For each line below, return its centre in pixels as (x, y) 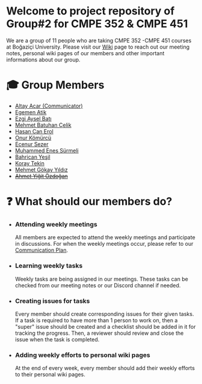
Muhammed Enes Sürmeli (47, 150)
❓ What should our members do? (89, 202)
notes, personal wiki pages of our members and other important (85, 53)
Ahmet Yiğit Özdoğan (41, 176)
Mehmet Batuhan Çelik (43, 125)
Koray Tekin (30, 163)
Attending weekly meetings (56, 224)
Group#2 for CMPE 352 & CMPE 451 (97, 24)
